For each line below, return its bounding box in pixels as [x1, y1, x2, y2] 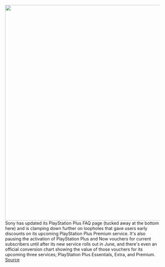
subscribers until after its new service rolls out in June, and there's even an [5, 241, 157, 247]
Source [5, 257, 20, 263]
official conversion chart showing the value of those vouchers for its [5, 246, 143, 252]
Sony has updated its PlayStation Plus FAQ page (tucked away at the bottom [5, 220, 159, 226]
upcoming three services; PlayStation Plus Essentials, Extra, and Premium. [5, 252, 156, 257]
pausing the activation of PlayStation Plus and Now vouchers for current [5, 236, 151, 241]
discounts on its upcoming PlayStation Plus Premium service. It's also [5, 231, 146, 236]
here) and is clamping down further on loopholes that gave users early [5, 226, 148, 231]
